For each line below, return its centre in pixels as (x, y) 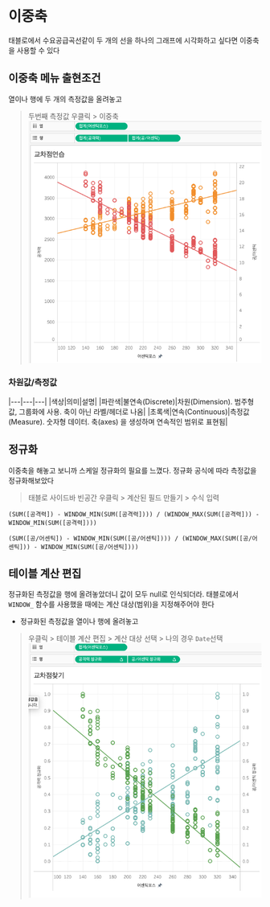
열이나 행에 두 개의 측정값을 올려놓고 (65, 99)
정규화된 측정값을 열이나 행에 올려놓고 (79, 622)
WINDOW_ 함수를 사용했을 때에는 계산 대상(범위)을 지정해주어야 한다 (111, 605)
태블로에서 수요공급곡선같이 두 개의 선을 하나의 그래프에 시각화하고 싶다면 (123, 40)
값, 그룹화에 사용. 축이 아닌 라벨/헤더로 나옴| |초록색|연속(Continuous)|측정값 (129, 412)
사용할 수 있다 (38, 50)
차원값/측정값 (33, 383)
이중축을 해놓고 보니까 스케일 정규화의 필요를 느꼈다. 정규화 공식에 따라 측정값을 (133, 470)
